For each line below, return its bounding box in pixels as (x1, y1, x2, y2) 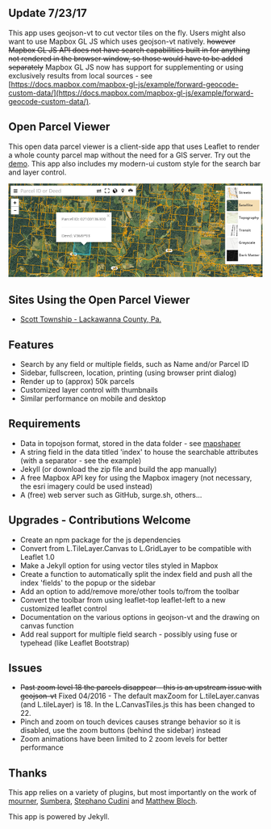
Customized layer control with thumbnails (19, 385, 159, 394)
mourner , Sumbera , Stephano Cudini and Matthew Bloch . (8, 796, 198, 806)
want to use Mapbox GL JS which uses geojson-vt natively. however (8, 36, 236, 46)
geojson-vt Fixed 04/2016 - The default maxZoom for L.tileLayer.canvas (19, 691, 260, 701)
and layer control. (8, 167, 67, 177)
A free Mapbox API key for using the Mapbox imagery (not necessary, (19, 473, 252, 482)
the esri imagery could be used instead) (19, 481, 153, 491)
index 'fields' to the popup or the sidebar (19, 578, 156, 587)
